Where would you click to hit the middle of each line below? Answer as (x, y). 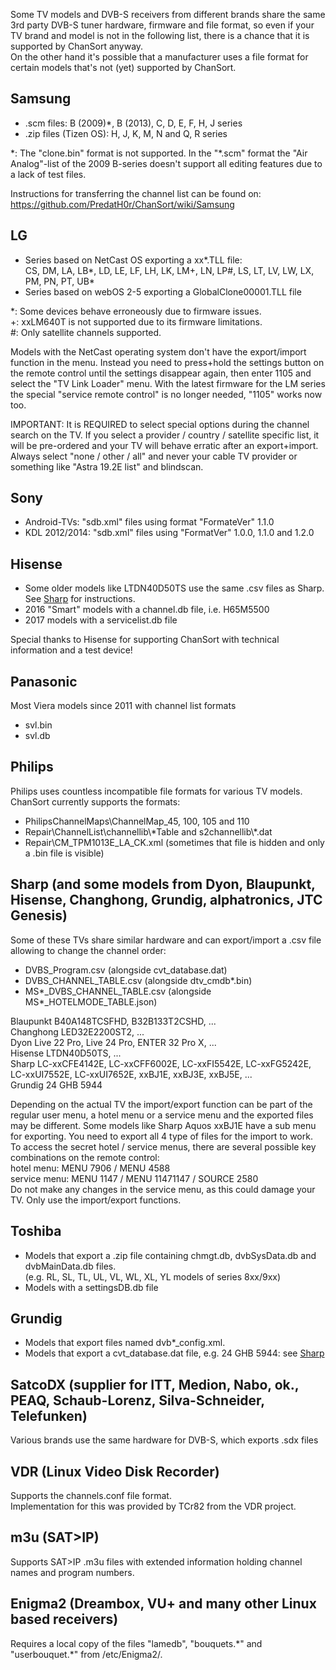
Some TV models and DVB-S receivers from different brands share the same (168, 14)
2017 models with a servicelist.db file (101, 620)
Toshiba (36, 1231)
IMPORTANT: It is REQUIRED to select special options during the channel (160, 424)
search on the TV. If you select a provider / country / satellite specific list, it (165, 435)
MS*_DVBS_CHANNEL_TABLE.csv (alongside (118, 991)
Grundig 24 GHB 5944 (56, 1085)
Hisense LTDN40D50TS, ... (66, 1053)
